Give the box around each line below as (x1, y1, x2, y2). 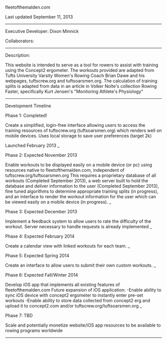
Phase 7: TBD (5, 313, 33, 319)
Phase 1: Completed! (5, 112, 47, 118)
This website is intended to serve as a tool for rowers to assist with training (5, 62, 159, 68)
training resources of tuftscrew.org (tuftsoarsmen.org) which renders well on (5, 127, 162, 133)
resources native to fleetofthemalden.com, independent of (5, 167, 125, 173)
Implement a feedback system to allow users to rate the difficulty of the (5, 218, 152, 224)
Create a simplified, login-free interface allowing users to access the (5, 122, 146, 128)
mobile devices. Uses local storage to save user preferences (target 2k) (5, 133, 152, 139)
